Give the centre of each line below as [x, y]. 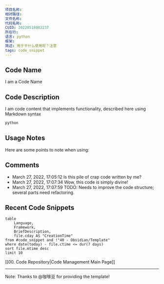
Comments [22, 165]
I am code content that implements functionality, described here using [76, 109]
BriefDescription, [32, 232]
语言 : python [18, 37]
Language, [24, 223]
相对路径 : [13, 14]
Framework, [25, 227]
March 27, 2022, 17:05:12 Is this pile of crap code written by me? [77, 177]
